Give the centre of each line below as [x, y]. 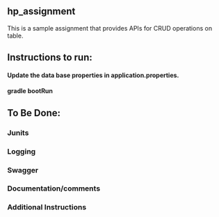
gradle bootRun [30, 91]
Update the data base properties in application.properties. [93, 75]
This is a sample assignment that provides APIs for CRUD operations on [110, 28]
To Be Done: [34, 113]
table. [15, 35]
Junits [18, 133]
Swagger [23, 170]
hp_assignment [41, 11]
